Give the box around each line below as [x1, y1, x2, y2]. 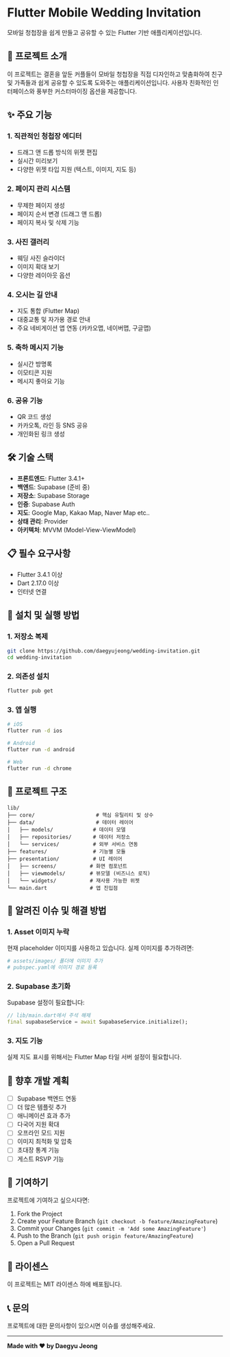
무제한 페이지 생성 [16, 201, 65, 209]
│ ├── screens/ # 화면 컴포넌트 [7, 862, 128, 869]
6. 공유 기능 [7, 396, 43, 405]
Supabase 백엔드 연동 [16, 1094, 77, 1102]
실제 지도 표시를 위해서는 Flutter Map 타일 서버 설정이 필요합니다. [7, 1053, 182, 1061]
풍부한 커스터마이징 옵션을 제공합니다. [36, 87, 138, 95]
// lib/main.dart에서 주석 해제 [7, 1012, 91, 1019]
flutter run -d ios [7, 727, 63, 735]
